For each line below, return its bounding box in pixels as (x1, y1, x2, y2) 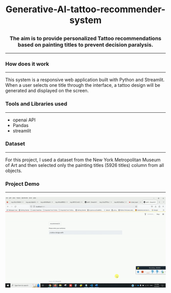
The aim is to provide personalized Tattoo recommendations (9, 35, 162, 42)
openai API (12, 116, 36, 123)
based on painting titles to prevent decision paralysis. (17, 41, 154, 48)
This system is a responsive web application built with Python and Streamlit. (5, 77, 165, 83)
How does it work (5, 60, 49, 67)
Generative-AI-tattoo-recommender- (6, 4, 165, 15)
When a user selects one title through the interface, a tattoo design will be (5, 82, 160, 88)
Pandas (12, 122, 29, 128)
